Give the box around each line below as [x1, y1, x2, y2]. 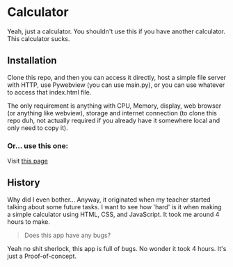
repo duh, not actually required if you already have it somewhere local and [7, 116, 220, 124]
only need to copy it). [7, 123, 68, 132]
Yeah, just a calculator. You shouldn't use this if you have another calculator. [7, 27, 226, 35]
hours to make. [7, 217, 51, 226]
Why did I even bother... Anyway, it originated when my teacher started [7, 195, 211, 204]
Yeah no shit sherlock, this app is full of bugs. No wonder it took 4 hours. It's [7, 244, 227, 252]
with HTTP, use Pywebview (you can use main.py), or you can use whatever [7, 81, 225, 89]
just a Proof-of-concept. [7, 252, 77, 260]
